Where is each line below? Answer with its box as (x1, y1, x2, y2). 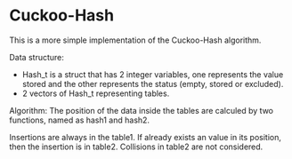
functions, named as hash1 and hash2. (9, 115, 150, 125)
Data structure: (9, 52, 65, 62)
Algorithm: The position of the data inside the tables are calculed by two (9, 105, 274, 115)
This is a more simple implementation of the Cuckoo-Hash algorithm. (9, 35, 262, 45)
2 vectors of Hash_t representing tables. (21, 88, 170, 99)
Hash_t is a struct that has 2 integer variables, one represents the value (21, 68, 284, 80)
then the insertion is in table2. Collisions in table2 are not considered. (9, 141, 264, 152)
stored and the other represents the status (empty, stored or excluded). (21, 78, 284, 89)
